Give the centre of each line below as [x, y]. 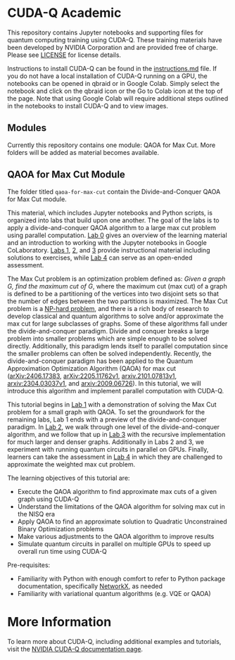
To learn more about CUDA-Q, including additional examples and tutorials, [114, 641]
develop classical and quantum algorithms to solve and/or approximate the [115, 316]
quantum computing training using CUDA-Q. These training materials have [115, 39]
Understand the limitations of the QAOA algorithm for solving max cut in [121, 506]
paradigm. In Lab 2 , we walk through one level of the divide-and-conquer [114, 426]
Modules [27, 128]
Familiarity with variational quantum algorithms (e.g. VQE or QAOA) [114, 593]
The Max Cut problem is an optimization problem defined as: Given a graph [116, 279]
